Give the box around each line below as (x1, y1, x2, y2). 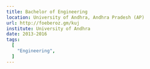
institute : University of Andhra (6, 25, 91, 32)
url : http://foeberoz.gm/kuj (6, 20, 80, 26)
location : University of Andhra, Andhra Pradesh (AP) (6, 14, 145, 20)
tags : (6, 37, 20, 43)
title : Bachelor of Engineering (6, 8, 88, 15)
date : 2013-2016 (6, 31, 47, 37)
